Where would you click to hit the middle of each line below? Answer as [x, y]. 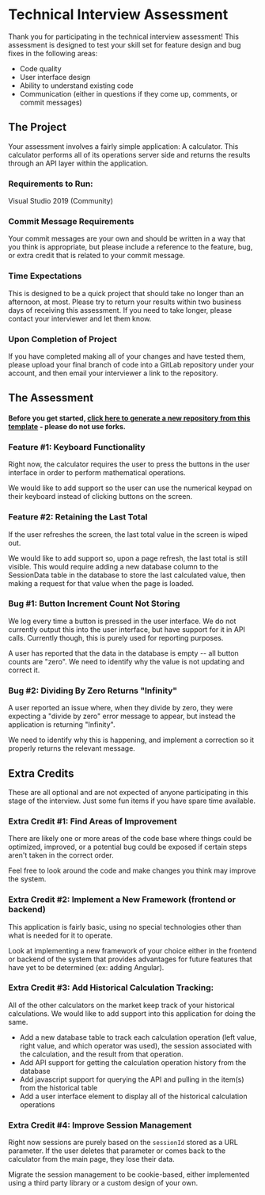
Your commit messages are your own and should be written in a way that [127, 238]
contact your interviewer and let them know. [80, 318]
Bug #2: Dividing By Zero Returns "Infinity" [93, 691]
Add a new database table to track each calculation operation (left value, [138, 1037]
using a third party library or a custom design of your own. [103, 1183]
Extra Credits [41, 773]
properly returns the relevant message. [72, 748]
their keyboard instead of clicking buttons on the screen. [100, 497]
